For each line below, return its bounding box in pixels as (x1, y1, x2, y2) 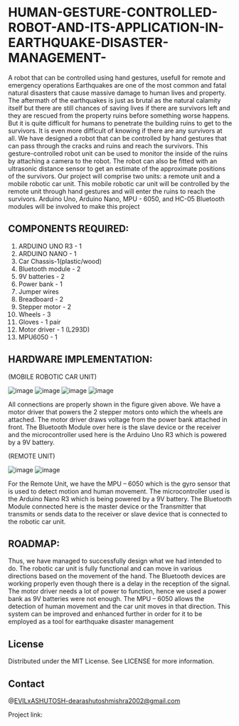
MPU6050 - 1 (18, 332, 58, 341)
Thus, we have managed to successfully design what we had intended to (8, 557, 222, 566)
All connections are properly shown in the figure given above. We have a (8, 400, 221, 409)
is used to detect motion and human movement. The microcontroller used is (8, 486, 230, 496)
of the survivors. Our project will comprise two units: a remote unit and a (8, 172, 221, 180)
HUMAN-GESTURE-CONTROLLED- (8, 4, 218, 21)
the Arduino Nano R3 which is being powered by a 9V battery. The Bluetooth (8, 494, 232, 503)
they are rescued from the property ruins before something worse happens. (8, 111, 230, 120)
